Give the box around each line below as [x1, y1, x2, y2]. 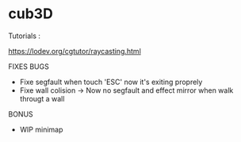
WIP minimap [19, 125, 63, 134]
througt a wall [19, 94, 65, 103]
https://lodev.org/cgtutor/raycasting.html [8, 46, 141, 56]
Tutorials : [8, 31, 41, 40]
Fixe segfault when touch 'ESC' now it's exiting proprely [19, 77, 203, 86]
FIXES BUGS [8, 61, 49, 71]
